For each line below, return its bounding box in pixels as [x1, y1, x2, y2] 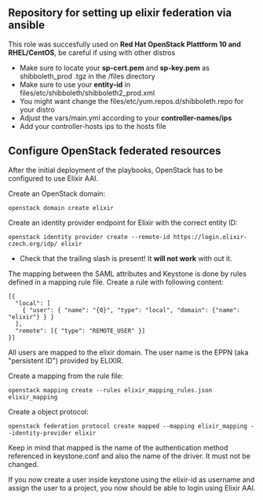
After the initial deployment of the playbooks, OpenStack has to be [8, 165, 224, 175]
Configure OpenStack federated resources [8, 145, 221, 158]
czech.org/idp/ [8, 240, 58, 248]
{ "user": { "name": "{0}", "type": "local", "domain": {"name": [22, 306, 241, 314]
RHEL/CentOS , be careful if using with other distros [8, 47, 176, 57]
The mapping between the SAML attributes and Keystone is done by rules [8, 269, 247, 278]
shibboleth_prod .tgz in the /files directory [19, 71, 155, 81]
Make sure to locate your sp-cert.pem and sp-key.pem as [19, 63, 210, 72]
